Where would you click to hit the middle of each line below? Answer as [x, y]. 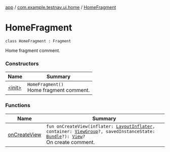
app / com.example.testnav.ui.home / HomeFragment [61, 7]
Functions [18, 106]
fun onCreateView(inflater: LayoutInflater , [101, 126]
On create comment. [71, 142]
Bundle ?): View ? [66, 136]
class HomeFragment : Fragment [38, 41]
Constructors [22, 64]
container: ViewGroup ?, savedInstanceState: [101, 131]
